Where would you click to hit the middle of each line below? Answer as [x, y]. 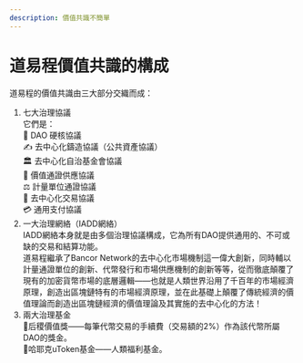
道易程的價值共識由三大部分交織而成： [81, 93]
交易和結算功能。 [71, 246]
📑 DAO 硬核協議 [52, 135]
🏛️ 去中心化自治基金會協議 [72, 161]
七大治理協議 [46, 112]
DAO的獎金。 [47, 337]
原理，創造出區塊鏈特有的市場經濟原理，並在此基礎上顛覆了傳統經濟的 [154, 292]
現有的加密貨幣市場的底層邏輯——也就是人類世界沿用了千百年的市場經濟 [158, 280]
